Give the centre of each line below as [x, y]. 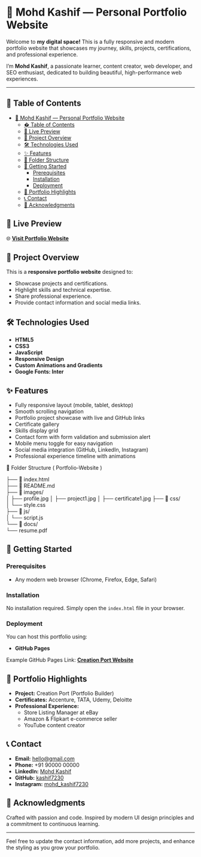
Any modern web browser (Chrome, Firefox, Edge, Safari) [86, 580]
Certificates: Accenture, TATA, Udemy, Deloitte [74, 700]
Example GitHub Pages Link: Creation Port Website [70, 660]
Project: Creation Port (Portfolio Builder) [64, 694]
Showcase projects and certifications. [62, 283]
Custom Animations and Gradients [59, 365]
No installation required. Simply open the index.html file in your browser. [96, 608]
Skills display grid [36, 431]
